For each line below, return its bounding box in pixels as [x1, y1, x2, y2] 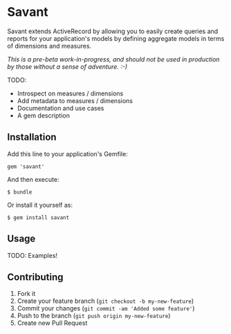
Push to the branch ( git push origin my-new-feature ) [17, 312, 171, 320]
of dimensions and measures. [7, 41, 92, 50]
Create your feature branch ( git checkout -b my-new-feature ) [17, 297, 194, 305]
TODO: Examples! [7, 251, 57, 259]
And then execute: [7, 175, 59, 183]
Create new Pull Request [17, 319, 88, 327]
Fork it [17, 290, 36, 298]
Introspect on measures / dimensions [17, 89, 124, 98]
